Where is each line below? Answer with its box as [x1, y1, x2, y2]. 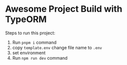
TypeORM [5, 14, 47, 25]
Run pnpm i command [12, 39, 57, 45]
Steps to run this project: [5, 30, 55, 36]
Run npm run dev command [12, 55, 68, 61]
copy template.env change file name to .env [12, 44, 102, 50]
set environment [12, 50, 46, 56]
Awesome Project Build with [5, 3, 123, 15]
